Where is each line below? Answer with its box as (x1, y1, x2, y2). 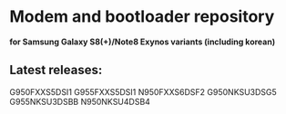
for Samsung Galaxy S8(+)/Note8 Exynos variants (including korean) (9, 36, 276, 47)
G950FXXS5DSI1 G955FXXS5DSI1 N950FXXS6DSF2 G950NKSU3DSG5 (9, 86, 278, 97)
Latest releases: (9, 62, 103, 78)
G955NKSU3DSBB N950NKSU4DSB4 (9, 96, 150, 107)
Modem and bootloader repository (9, 6, 275, 27)
